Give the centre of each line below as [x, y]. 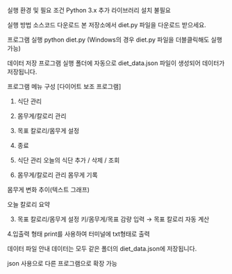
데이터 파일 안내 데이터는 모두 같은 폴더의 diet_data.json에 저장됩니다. [102, 249]
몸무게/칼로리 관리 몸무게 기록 [58, 175]
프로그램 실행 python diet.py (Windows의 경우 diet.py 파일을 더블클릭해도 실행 [115, 40]
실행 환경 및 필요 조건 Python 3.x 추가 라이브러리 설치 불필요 [89, 10]
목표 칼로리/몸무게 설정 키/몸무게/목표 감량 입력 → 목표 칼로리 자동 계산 [113, 219]
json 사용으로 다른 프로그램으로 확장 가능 [63, 263]
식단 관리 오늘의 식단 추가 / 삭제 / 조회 [68, 160]
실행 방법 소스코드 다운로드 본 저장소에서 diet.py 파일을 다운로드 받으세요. [107, 25]
